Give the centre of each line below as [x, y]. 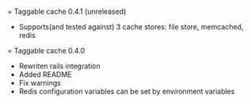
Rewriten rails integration [59, 66]
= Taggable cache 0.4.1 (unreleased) [67, 12]
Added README [45, 74]
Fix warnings [40, 83]
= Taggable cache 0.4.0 [46, 50]
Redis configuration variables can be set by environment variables [127, 91]
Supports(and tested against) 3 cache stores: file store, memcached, [131, 27]
